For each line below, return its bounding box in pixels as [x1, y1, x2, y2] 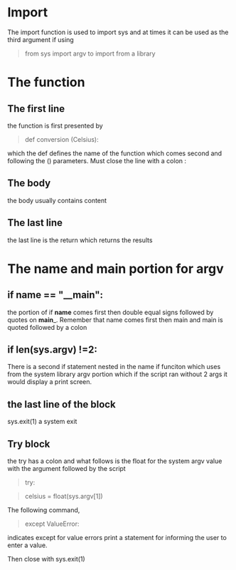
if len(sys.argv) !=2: [7, 343, 97, 356]
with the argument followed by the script [7, 465, 126, 472]
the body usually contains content [7, 196, 107, 204]
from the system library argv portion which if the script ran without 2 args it [7, 370, 227, 378]
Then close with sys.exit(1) [7, 555, 85, 563]
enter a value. [7, 541, 48, 549]
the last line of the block [7, 398, 116, 410]
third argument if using [7, 35, 75, 43]
